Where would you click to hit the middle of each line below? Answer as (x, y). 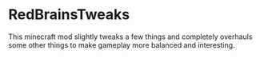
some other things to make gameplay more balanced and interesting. (122, 44)
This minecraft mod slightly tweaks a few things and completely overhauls (130, 37)
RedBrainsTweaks (69, 15)
